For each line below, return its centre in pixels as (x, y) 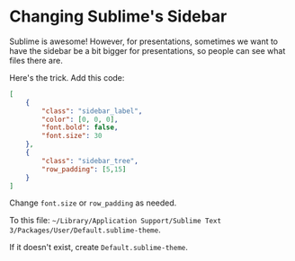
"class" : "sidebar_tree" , (90, 161)
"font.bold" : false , (80, 127)
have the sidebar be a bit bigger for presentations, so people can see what (147, 50)
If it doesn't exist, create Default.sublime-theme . (99, 248)
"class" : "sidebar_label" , (92, 111)
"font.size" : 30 (72, 136)
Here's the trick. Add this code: (67, 77)
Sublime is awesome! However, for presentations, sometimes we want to (144, 41)
